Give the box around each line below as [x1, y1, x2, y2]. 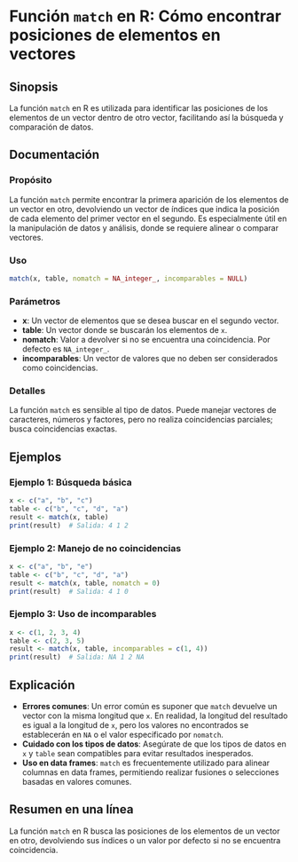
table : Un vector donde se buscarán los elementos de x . [21, 325, 228, 336]
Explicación [9, 677, 75, 692]
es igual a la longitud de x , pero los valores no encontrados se [21, 720, 249, 731]
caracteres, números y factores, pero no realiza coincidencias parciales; [9, 415, 273, 425]
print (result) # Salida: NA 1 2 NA [9, 652, 145, 662]
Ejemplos [9, 449, 62, 464]
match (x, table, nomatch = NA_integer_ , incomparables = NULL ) [9, 273, 248, 283]
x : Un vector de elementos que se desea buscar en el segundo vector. [21, 315, 279, 326]
